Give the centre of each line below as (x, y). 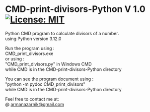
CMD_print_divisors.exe (29, 54)
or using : (15, 58)
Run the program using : (30, 48)
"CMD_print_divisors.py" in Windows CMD (48, 64)
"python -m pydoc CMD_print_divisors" (45, 84)
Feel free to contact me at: (32, 99)
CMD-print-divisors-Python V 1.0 (75, 9)
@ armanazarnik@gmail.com (35, 104)
